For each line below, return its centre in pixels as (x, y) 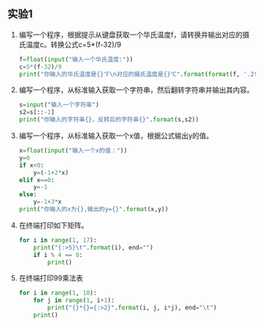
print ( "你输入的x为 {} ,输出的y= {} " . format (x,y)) (93, 210)
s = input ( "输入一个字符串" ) (59, 105)
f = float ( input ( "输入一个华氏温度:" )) (76, 59)
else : (28, 195)
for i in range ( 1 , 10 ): (58, 293)
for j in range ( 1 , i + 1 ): (74, 301)
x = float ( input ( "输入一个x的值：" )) (73, 151)
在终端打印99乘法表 (51, 278)
